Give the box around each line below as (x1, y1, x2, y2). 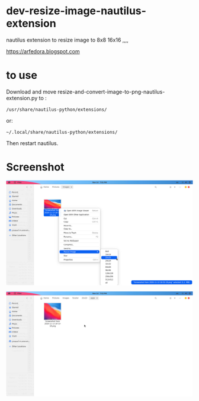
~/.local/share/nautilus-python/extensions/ (6, 129, 118, 135)
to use (6, 69, 37, 82)
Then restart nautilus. (6, 139, 59, 146)
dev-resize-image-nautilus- (6, 4, 147, 18)
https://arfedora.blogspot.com (6, 47, 80, 54)
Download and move (6, 88, 57, 95)
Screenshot (6, 161, 65, 174)
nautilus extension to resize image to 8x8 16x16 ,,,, (6, 36, 129, 43)
